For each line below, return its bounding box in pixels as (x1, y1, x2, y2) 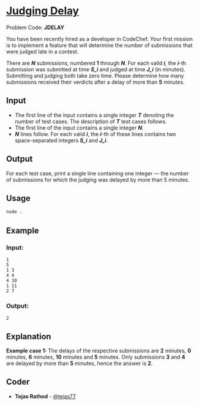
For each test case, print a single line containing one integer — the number (6, 169, 189, 177)
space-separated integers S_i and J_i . (14, 137, 108, 144)
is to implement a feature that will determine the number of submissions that (6, 42, 193, 49)
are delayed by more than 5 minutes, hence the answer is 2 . (6, 360, 153, 367)
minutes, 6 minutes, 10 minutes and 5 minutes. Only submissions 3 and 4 (6, 354, 185, 361)
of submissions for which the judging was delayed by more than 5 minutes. (6, 176, 190, 183)
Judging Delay (6, 4, 79, 18)
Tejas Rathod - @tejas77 (14, 392, 76, 399)
